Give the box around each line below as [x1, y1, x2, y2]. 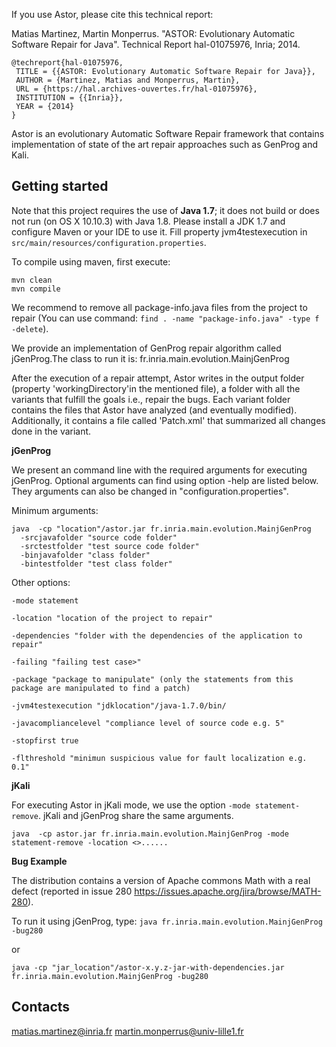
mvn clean [11, 275, 53, 285]
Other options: [11, 576, 71, 588]
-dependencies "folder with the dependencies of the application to [11, 630, 303, 641]
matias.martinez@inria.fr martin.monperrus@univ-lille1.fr [11, 1025, 244, 1037]
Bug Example [11, 855, 68, 867]
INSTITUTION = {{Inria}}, [15, 93, 124, 103]
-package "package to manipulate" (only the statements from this [11, 674, 294, 684]
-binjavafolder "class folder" [20, 550, 151, 560]
